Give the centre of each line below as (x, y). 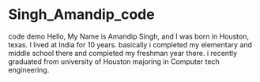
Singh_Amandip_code (82, 15)
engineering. (29, 69)
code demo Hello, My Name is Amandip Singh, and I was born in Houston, (128, 36)
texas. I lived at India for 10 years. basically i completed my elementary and (130, 44)
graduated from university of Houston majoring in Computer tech (114, 61)
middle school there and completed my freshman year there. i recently (123, 53)
